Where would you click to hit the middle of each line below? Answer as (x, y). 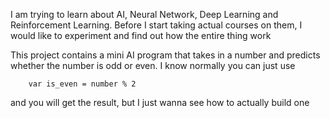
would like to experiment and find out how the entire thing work (141, 35)
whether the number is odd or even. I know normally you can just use (153, 65)
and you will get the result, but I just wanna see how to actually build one (160, 102)
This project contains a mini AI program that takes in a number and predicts (165, 55)
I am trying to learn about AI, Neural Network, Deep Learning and (144, 14)
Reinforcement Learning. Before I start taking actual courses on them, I (156, 25)
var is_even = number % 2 (82, 84)
